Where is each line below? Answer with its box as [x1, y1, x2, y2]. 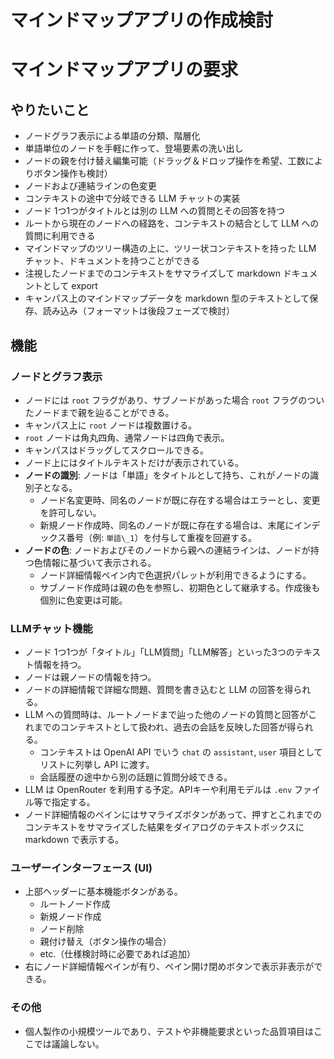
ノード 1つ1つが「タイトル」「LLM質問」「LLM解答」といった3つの [24, 646, 295, 658]
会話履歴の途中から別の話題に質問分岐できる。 [39, 771, 233, 783]
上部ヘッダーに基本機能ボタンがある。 [24, 886, 183, 898]
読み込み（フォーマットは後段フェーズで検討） [42, 305, 236, 317]
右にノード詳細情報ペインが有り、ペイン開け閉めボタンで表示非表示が [24, 961, 315, 973]
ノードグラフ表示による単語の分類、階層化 [24, 130, 201, 142]
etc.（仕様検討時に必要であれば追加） [39, 948, 197, 960]
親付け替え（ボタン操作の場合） [39, 936, 172, 948]
